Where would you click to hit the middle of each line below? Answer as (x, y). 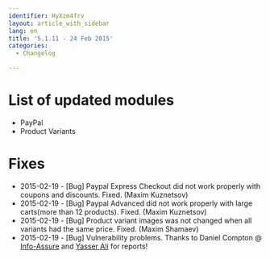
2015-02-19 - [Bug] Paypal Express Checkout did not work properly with (140, 186)
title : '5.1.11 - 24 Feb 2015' (61, 38)
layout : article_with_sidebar (59, 23)
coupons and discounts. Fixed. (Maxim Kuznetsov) (104, 194)
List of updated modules (91, 100)
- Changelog (36, 53)
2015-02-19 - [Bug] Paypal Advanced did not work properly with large (136, 203)
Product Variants (48, 131)
